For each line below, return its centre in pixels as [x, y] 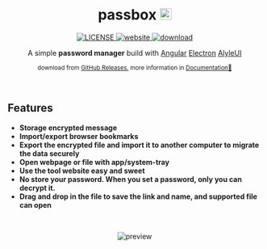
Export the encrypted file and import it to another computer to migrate [139, 145]
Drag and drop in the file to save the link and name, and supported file [138, 196]
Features [30, 108]
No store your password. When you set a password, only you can [131, 179]
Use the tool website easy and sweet [82, 171]
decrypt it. [37, 188]
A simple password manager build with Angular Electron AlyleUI [135, 53]
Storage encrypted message [68, 128]
